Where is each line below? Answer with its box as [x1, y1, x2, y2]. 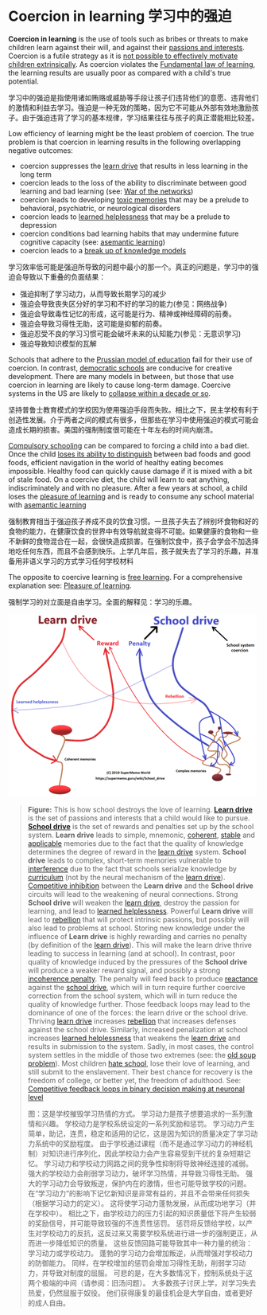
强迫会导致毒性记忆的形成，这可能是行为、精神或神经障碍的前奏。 [19, 308, 236, 319]
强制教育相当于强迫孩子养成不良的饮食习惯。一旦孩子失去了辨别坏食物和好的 [8, 516, 259, 526]
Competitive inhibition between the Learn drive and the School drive [27, 881, 254, 890]
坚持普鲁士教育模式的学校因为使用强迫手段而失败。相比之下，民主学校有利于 [8, 405, 259, 414]
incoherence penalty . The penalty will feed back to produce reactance [27, 973, 258, 984]
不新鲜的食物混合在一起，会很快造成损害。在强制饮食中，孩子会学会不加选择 [8, 536, 259, 546]
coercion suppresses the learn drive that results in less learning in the [19, 161, 249, 170]
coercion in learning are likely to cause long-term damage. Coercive [8, 380, 231, 389]
